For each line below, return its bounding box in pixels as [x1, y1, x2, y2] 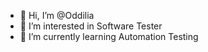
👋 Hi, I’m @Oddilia [19, 10, 95, 21]
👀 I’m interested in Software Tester [19, 20, 163, 32]
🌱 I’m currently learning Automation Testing [19, 31, 199, 42]
